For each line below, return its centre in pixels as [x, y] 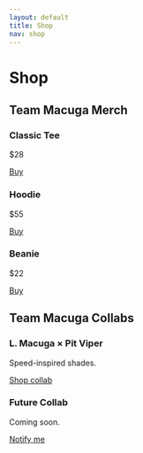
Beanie [24, 254]
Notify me [27, 439]
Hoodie [25, 195]
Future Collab [39, 403]
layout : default [39, 17]
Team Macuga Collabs [72, 318]
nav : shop [27, 34]
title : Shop [31, 26]
